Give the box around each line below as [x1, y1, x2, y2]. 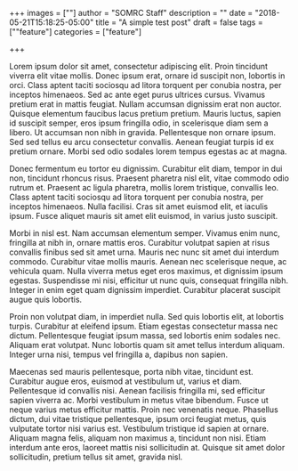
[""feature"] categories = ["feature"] [9, 27, 142, 37]
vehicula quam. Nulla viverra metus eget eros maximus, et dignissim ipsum [9, 266, 283, 276]
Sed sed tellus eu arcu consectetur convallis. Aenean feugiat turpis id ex [9, 137, 274, 147]
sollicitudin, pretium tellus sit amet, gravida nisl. [9, 451, 183, 462]
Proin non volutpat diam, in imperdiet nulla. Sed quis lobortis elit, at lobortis [9, 312, 285, 321]
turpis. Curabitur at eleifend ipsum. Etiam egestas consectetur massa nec [9, 321, 278, 331]
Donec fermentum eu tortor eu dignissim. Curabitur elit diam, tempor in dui [9, 164, 283, 174]
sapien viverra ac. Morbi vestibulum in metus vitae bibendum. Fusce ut [9, 395, 269, 405]
